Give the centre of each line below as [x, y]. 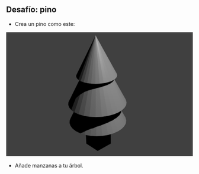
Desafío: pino [31, 10]
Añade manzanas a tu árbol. [49, 165]
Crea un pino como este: [45, 24]
